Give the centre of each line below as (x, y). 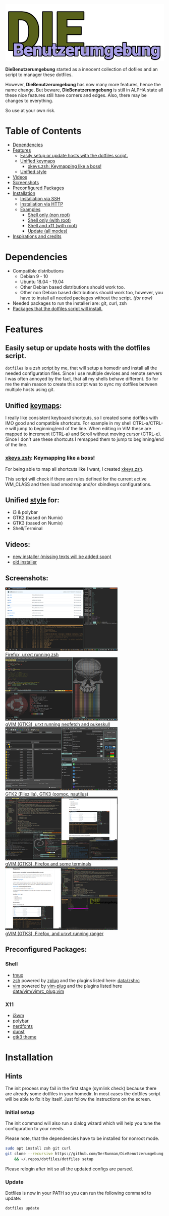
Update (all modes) (47, 231)
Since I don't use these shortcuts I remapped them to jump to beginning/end (84, 439)
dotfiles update (22, 1208)
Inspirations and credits (37, 236)
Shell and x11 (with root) (52, 226)
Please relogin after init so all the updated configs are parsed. (69, 1169)
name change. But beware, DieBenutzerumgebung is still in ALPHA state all (84, 90)
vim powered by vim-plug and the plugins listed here (67, 986)
